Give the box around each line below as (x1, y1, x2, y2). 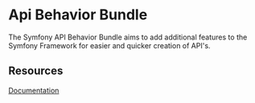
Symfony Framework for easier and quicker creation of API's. (8, 40, 211, 50)
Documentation (8, 85, 60, 95)
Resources (8, 64, 64, 78)
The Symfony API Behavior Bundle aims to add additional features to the (8, 32, 248, 42)
